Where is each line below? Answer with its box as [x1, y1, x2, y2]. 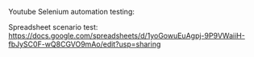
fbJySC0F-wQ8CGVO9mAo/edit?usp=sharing [8, 39, 161, 49]
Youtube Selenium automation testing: [8, 7, 135, 16]
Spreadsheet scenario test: [8, 22, 98, 31]
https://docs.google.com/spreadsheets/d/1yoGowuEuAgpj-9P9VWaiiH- [8, 31, 246, 40]
